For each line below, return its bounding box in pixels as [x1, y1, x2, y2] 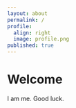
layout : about [7, 10, 48, 17]
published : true [7, 42, 54, 49]
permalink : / [7, 17, 45, 23]
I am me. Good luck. [7, 94, 64, 102]
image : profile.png [13, 36, 70, 43]
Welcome [7, 72, 63, 87]
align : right [13, 29, 51, 36]
